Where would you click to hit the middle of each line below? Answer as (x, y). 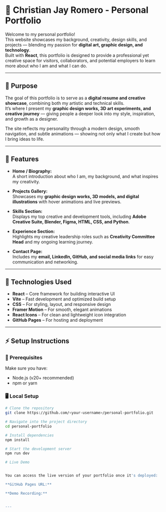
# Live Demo (17, 462)
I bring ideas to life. (25, 139)
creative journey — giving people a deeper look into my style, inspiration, (80, 114)
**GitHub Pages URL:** (28, 485)
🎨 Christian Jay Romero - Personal (77, 10)
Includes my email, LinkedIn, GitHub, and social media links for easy (83, 256)
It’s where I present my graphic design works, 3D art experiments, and (78, 108)
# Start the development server (38, 449)
